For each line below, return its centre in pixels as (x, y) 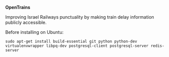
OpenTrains (18, 7)
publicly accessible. (26, 22)
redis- (158, 46)
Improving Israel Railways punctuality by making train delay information (80, 17)
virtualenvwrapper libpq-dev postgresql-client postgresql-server (77, 46)
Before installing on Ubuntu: (35, 32)
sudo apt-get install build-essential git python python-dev (71, 41)
